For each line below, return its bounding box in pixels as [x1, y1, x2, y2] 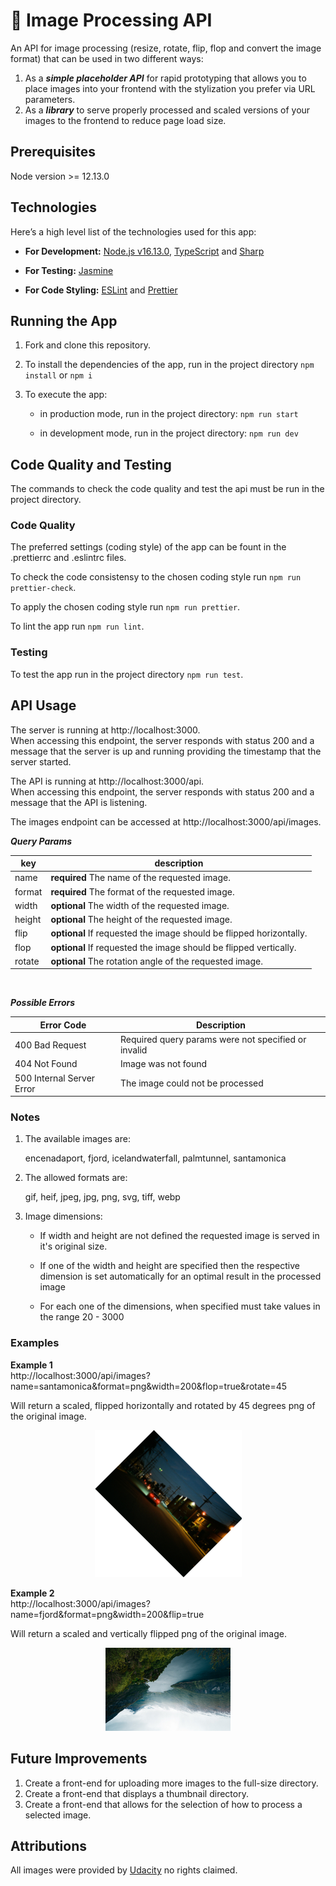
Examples [10, 1336, 60, 1350]
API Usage [10, 697, 77, 714]
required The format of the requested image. [50, 885, 235, 898]
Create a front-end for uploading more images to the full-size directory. [24, 1777, 319, 1789]
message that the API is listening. [10, 796, 148, 808]
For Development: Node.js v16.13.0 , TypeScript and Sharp [24, 245, 265, 257]
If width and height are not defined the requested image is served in [39, 1230, 320, 1242]
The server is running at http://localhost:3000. [10, 724, 201, 736]
